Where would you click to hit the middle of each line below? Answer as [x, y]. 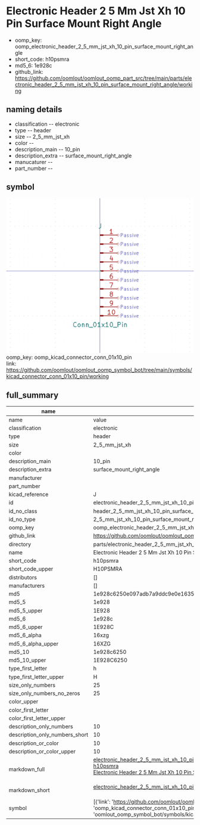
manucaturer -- [34, 162]
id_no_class [23, 511]
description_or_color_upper [42, 751]
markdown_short [29, 790]
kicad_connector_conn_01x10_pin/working [57, 376]
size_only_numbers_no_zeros [44, 693]
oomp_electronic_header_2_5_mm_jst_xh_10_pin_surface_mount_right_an [104, 46]
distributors [23, 577]
